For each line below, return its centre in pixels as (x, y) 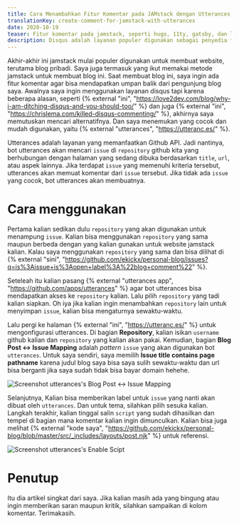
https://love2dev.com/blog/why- (184, 99)
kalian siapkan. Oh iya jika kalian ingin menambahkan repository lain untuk (117, 304)
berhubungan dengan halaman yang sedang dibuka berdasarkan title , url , (118, 158)
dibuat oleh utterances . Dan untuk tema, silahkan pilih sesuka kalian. (108, 405)
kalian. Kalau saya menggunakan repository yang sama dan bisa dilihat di (116, 252)
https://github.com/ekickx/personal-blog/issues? (137, 259)
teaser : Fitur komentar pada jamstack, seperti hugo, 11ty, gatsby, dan (117, 34)
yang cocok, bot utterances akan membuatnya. (76, 181)
